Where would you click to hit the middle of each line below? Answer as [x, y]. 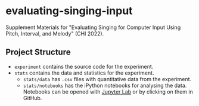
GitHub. [32, 98]
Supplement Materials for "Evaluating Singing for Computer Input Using [93, 27]
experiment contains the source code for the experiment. [84, 66]
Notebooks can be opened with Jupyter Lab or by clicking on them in [108, 91]
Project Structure [38, 52]
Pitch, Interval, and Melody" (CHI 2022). [55, 33]
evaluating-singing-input [69, 11]
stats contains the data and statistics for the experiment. [84, 73]
